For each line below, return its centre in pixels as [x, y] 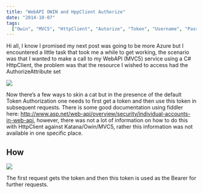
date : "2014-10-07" [31, 18]
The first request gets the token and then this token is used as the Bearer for [101, 178]
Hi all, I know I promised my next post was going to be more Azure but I [95, 46]
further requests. [27, 184]
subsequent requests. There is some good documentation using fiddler [95, 108]
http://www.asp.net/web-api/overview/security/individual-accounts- [105, 114]
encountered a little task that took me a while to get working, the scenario [98, 53]
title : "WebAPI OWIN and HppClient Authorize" [66, 12]
